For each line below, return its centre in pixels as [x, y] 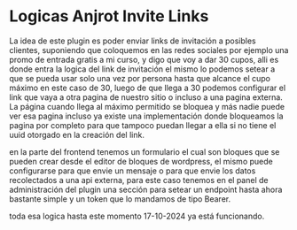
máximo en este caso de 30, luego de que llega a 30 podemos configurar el [148, 88]
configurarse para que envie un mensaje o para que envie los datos [133, 171]
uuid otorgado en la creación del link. [77, 134]
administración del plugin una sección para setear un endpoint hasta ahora [146, 189]
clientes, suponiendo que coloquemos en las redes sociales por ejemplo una [149, 50]
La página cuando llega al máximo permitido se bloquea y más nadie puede [147, 106]
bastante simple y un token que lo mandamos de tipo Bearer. [120, 199]
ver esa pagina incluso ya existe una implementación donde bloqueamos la [146, 116]
